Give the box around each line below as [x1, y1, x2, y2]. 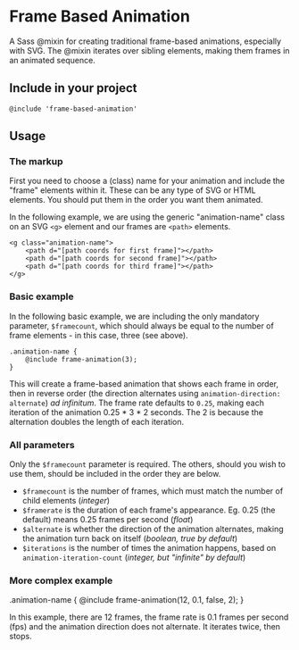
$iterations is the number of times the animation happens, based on [21, 543, 277, 554]
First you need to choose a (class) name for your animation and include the [9, 176, 286, 187]
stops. [9, 631, 33, 642]
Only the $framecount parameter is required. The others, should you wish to [9, 459, 286, 470]
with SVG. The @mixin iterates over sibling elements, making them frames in [9, 45, 290, 55]
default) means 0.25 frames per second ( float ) [21, 514, 194, 525]
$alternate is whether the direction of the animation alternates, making [21, 524, 284, 535]
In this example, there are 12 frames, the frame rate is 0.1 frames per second [9, 612, 289, 622]
